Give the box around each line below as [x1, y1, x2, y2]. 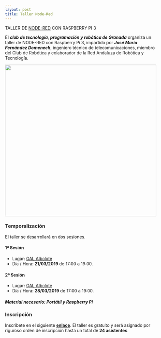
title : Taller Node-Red [5, 12, 53, 16]
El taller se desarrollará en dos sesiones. [5, 234, 86, 240]
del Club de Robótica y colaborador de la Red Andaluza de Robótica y [5, 49, 144, 56]
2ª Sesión [5, 272, 25, 278]
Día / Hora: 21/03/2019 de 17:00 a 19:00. [12, 261, 93, 267]
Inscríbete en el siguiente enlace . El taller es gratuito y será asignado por [5, 322, 151, 328]
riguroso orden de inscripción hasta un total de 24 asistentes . [5, 327, 129, 333]
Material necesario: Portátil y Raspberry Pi [5, 299, 93, 305]
